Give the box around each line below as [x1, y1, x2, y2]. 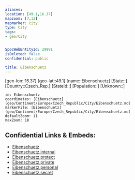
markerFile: [5, 105, 29, 110]
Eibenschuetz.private [12, 159, 55, 165]
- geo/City [5, 34, 27, 39]
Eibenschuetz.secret [12, 170, 53, 176]
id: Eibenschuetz [5, 92, 40, 97]
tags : [5, 30, 16, 34]
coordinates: [5, 97, 31, 102]
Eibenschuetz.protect [12, 154, 55, 160]
